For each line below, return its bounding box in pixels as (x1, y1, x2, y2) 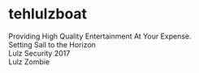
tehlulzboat (8, 5, 88, 23)
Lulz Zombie (8, 57, 50, 67)
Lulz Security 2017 (8, 48, 71, 58)
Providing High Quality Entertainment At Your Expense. (8, 31, 193, 41)
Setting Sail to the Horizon (8, 39, 96, 49)
